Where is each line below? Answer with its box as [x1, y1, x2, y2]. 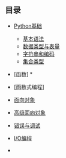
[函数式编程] [13, 83, 45, 90]
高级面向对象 [13, 109, 46, 116]
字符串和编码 [22, 50, 55, 57]
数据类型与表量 [22, 42, 60, 49]
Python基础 [13, 22, 43, 30]
